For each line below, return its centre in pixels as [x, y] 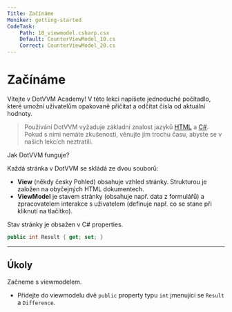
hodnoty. [20, 113]
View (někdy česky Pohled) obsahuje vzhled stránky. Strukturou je [112, 182]
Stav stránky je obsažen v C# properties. [65, 224]
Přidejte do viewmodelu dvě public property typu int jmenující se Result [120, 295]
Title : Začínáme [30, 13]
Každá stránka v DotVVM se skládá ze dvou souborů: [83, 168]
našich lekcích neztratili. [58, 142]
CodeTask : [21, 26]
